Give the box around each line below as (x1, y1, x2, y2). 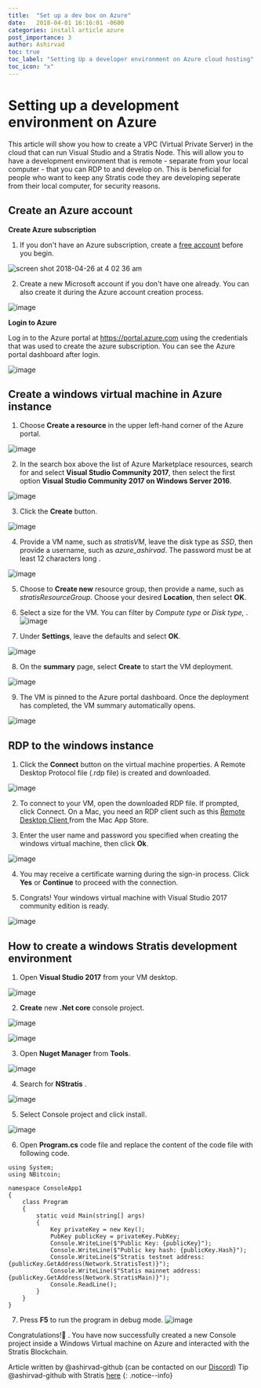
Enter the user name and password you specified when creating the (19, 830, 239, 840)
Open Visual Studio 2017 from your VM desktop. (19, 972, 178, 981)
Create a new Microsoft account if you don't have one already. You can (19, 278, 249, 288)
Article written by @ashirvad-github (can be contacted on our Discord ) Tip (8, 1362, 249, 1371)
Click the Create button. (19, 506, 98, 516)
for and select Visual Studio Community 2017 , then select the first (19, 468, 235, 477)
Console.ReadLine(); (49, 1280, 118, 1288)
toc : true (8, 48, 41, 56)
